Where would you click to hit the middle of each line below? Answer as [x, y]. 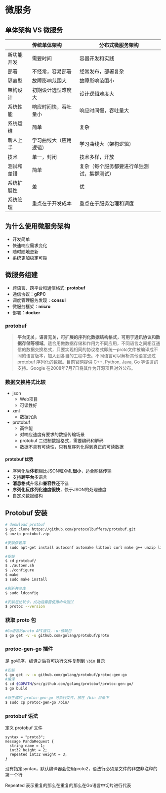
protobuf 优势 [19, 459]
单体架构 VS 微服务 [34, 30]
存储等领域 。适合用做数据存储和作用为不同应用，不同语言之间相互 [89, 343]
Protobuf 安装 [26, 513]
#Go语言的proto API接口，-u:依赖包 [38, 631]
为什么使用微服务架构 [38, 226]
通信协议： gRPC [29, 294]
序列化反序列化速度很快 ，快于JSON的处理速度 [60, 490]
